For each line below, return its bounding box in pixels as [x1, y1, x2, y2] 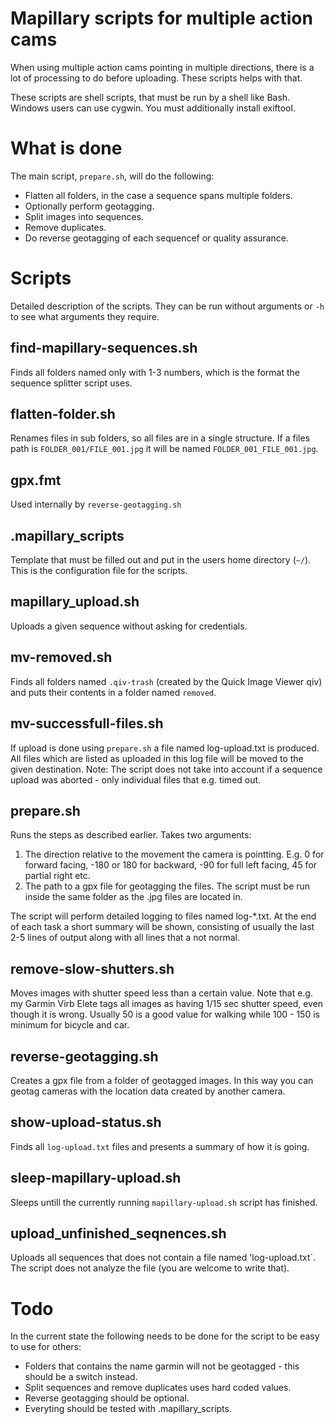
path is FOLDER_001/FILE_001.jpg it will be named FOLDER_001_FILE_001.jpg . [10, 443, 319, 455]
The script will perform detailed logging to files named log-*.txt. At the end [10, 910, 317, 922]
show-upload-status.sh [10, 1114, 162, 1131]
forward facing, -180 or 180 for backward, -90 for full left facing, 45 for [24, 859, 318, 871]
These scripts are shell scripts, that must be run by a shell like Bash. [10, 91, 291, 103]
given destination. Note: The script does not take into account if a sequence [10, 763, 323, 775]
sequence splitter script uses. [10, 377, 133, 389]
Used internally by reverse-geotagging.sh [10, 498, 182, 511]
